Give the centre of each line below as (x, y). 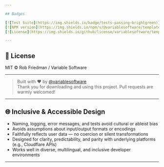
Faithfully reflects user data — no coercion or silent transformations (80, 134)
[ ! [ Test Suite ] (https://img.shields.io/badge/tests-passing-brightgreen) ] (83, 22)
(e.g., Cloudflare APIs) (34, 144)
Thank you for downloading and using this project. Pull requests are (85, 87)
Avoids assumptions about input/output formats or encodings (74, 129)
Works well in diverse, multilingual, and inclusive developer (71, 149)
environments (26, 155)
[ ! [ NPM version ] (21, 27)
